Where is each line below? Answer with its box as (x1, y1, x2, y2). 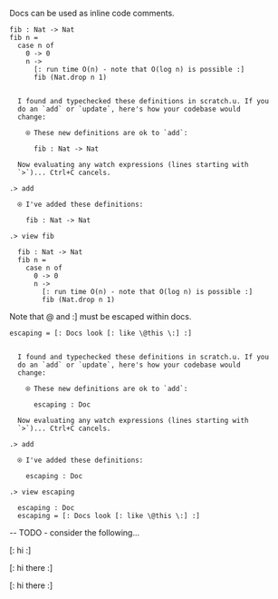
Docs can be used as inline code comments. (9, 8, 175, 18)
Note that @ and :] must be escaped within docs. (9, 311, 192, 321)
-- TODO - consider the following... (9, 527, 140, 538)
